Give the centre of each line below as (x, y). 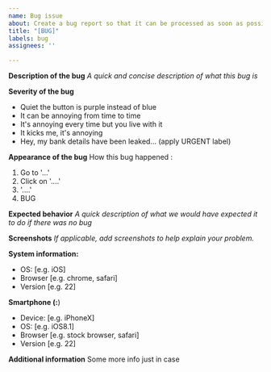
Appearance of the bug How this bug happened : (91, 157)
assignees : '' (32, 46)
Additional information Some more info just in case (94, 359)
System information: (44, 254)
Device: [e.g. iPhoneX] (57, 318)
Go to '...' (35, 173)
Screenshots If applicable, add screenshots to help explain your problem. (131, 238)
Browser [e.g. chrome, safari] (69, 278)
